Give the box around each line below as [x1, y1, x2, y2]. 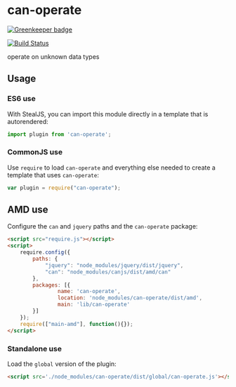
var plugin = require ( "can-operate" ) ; [7, 184, 121, 191]
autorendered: [7, 117, 48, 125]
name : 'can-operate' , [57, 288, 121, 295]
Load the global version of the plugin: [7, 360, 117, 368]
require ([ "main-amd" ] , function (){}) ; [20, 320, 133, 327]
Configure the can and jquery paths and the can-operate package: [7, 222, 198, 231]
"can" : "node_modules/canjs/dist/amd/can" [44, 269, 171, 276]
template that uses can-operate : [7, 170, 100, 179]
